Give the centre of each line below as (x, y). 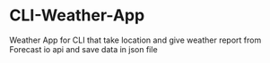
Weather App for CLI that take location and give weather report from (135, 40)
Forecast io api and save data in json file (84, 49)
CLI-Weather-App (77, 16)
